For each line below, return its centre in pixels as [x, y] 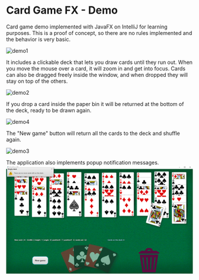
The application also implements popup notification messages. [83, 162]
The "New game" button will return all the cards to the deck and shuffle [93, 133]
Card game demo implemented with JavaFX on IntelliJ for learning [87, 27]
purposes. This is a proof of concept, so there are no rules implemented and [99, 33]
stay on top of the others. [37, 81]
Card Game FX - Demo [62, 10]
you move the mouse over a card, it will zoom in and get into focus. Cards [96, 68]
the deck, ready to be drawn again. [49, 110]
